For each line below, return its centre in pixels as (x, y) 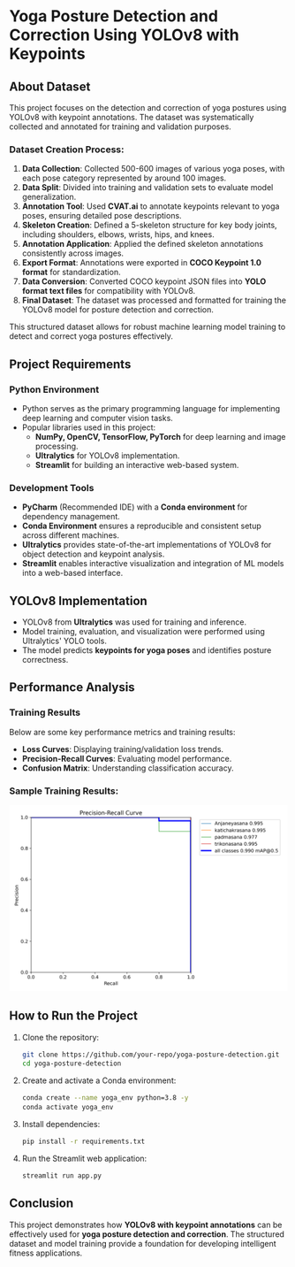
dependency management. (71, 517)
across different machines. (70, 535)
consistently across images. (73, 253)
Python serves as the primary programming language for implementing (151, 408)
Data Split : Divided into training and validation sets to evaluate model (147, 188)
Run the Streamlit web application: (84, 1158)
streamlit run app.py (61, 1175)
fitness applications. (46, 1253)
